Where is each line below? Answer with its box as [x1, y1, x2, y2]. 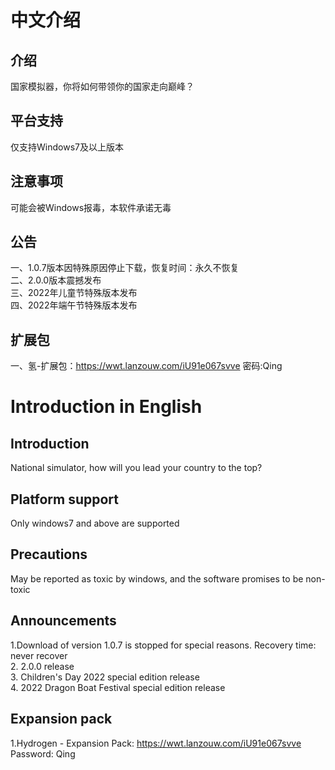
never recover [10, 649, 68, 661]
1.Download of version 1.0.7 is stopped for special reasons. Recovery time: [10, 639, 317, 651]
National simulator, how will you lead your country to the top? [10, 462, 263, 474]
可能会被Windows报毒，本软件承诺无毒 [10, 201, 172, 213]
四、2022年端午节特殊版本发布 [10, 299, 138, 311]
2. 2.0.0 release [10, 660, 75, 672]
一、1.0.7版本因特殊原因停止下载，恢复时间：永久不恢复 [10, 262, 240, 274]
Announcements [10, 612, 117, 630]
